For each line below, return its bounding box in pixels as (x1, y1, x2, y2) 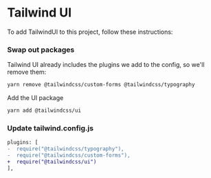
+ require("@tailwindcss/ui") (7, 158, 97, 165)
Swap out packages (7, 45, 75, 55)
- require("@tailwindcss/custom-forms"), (7, 152, 131, 159)
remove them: (7, 68, 47, 77)
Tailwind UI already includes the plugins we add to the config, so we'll (7, 61, 205, 69)
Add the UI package (7, 94, 64, 102)
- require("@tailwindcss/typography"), (7, 146, 125, 152)
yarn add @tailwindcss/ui (7, 107, 81, 115)
